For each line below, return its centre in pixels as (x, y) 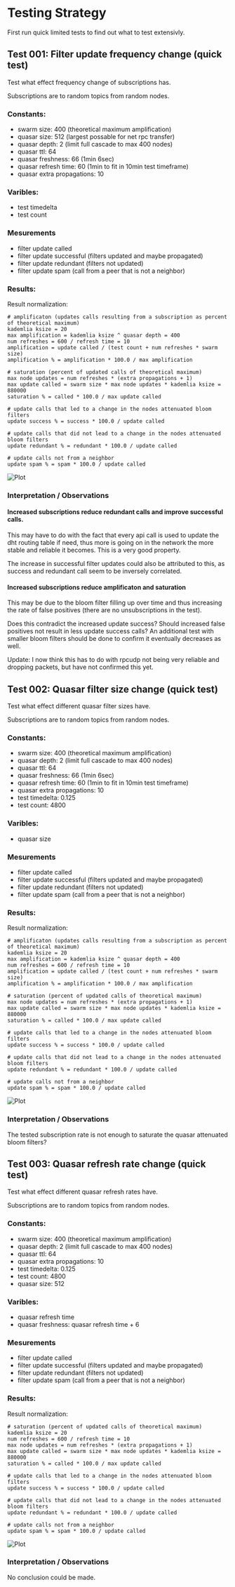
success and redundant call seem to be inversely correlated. (95, 571)
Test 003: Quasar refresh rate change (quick (107, 1164)
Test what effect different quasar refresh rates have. (83, 1192)
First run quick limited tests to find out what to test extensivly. (96, 32)
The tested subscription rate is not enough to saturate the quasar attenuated (117, 1135)
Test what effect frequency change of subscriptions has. (89, 82)
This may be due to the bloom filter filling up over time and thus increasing (115, 603)
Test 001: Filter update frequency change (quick (115, 54)
